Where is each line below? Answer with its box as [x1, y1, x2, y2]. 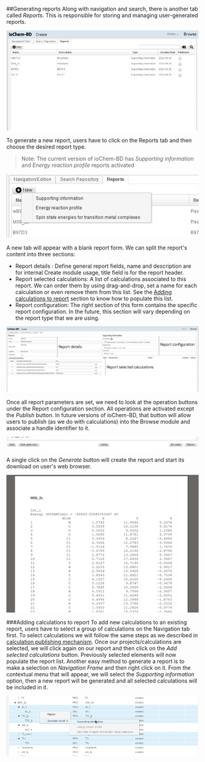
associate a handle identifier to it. [6, 424, 90, 432]
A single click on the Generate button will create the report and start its [6, 456, 185, 464]
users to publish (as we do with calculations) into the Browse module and [6, 418, 190, 425]
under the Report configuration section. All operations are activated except [6, 405, 195, 412]
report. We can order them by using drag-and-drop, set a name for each [15, 282, 197, 289]
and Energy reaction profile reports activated [21, 161, 135, 169]
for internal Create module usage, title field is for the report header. [15, 269, 184, 276]
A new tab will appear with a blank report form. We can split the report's [6, 244, 187, 251]
